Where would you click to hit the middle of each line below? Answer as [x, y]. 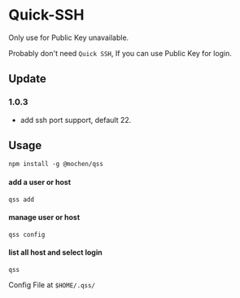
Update [28, 79]
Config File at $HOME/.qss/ [52, 285]
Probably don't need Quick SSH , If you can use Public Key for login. [120, 53]
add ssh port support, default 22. [76, 120]
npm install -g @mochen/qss [56, 164]
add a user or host [40, 182]
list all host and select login [56, 252]
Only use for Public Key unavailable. [69, 37]
